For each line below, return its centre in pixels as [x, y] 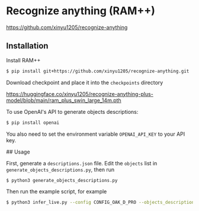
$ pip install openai [33, 123]
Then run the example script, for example [57, 191]
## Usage [18, 152]
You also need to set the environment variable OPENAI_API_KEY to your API [96, 134]
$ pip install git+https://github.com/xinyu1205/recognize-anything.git [98, 71]
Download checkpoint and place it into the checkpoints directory [85, 82]
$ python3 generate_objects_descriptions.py [62, 180]
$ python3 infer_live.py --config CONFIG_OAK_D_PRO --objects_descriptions [102, 203]
